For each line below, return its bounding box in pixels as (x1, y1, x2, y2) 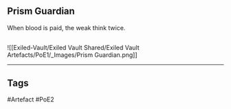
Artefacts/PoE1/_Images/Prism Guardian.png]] (7, 51, 137, 59)
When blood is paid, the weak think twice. (7, 23, 126, 32)
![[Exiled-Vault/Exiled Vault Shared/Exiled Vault (7, 44, 140, 52)
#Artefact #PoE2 (7, 95, 55, 104)
